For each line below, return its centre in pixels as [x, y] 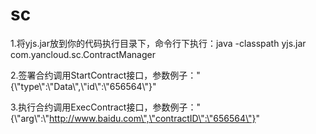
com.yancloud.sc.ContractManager [83, 54]
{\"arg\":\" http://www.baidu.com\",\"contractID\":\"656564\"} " [135, 118]
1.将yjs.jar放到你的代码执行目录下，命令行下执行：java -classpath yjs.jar [158, 43]
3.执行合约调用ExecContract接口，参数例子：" [105, 107]
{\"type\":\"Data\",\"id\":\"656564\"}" [83, 86]
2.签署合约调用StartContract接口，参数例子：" [105, 75]
